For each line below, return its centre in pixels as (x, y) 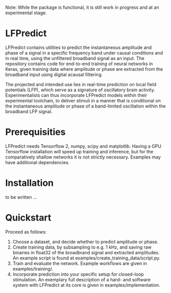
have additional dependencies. (37, 162)
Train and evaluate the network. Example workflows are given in (80, 263)
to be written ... (21, 197)
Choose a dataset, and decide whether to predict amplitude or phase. (85, 242)
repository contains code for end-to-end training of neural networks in (79, 64)
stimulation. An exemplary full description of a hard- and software (82, 279)
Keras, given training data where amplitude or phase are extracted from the (84, 69)
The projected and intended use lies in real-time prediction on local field (81, 84)
